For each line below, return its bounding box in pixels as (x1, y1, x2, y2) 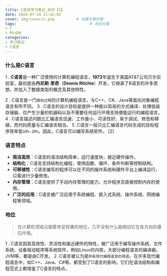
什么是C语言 (5, 62, 35, 69)
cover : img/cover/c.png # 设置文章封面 (5, 16, 104, 21)
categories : (5, 35, 30, 40)
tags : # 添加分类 (5, 21, 110, 26)
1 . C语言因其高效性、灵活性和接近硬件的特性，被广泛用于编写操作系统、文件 (5, 240, 163, 247)
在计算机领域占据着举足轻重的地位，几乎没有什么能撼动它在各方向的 (17, 224, 158, 230)
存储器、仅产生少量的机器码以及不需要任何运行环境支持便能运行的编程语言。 (5, 109, 163, 115)
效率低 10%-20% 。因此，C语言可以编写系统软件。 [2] (9, 128, 115, 134)
